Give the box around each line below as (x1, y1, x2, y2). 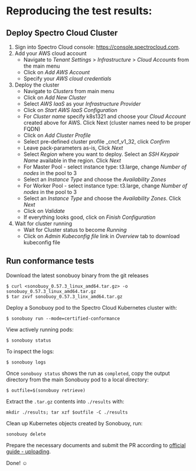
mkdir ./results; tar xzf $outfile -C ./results (6, 409, 128, 415)
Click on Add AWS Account (23, 69, 90, 75)
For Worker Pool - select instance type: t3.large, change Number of (23, 182, 188, 189)
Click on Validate (23, 208, 65, 214)
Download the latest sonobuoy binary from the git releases (6, 272, 149, 279)
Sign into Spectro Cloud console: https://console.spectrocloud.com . (14, 43, 180, 50)
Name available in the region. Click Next (23, 157, 121, 164)
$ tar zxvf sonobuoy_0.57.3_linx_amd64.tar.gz (6, 294, 123, 300)
